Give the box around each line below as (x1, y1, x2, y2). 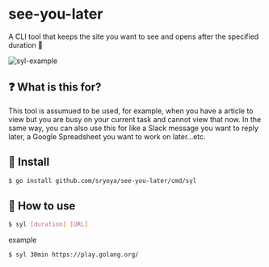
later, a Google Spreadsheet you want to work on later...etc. (8, 131, 206, 142)
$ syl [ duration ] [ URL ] (8, 220, 89, 229)
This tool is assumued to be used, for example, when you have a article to (8, 106, 254, 116)
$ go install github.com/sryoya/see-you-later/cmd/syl (8, 176, 197, 184)
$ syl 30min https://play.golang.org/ (8, 251, 139, 259)
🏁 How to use (8, 199, 76, 213)
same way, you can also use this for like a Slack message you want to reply (8, 123, 258, 133)
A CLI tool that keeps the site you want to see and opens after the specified (8, 32, 259, 41)
